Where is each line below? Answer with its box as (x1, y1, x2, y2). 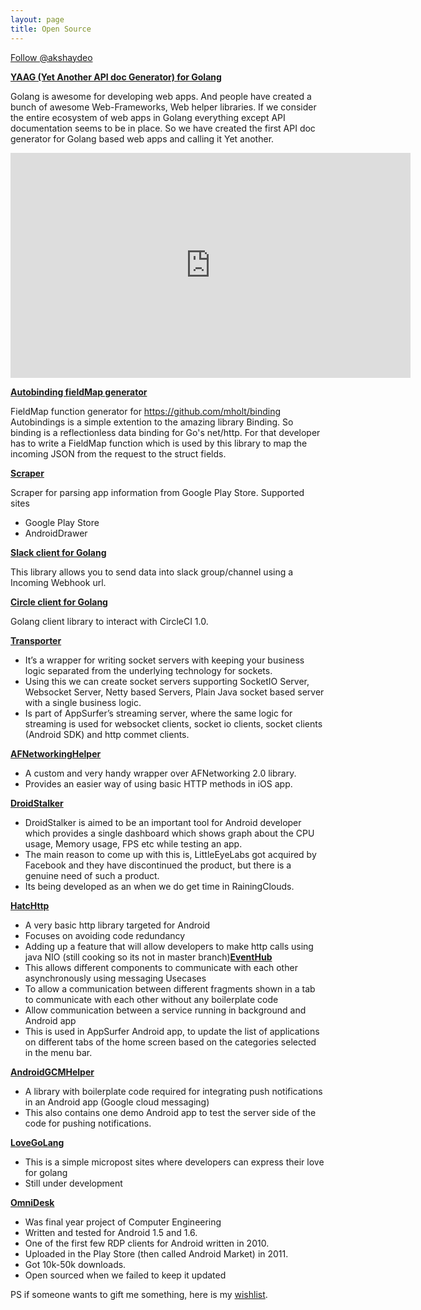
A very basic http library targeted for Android (24, 919, 211, 931)
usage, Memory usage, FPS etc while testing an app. (24, 837, 243, 850)
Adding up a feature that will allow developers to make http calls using (24, 940, 314, 952)
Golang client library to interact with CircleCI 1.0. (10, 615, 209, 627)
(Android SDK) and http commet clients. (24, 728, 190, 740)
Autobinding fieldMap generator (10, 386, 148, 398)
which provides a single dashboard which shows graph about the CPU (24, 827, 315, 839)
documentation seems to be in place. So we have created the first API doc (10, 122, 316, 134)
